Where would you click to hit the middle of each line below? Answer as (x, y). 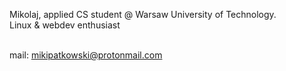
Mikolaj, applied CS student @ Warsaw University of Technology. (143, 14)
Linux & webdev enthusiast (65, 25)
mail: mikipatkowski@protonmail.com (86, 55)
